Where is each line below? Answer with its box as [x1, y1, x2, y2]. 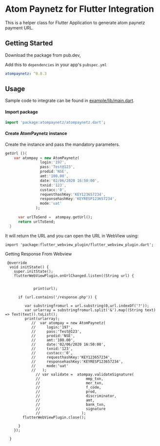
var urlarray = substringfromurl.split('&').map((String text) [24, 308, 156, 313]
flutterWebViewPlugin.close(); [22, 415, 86, 420]
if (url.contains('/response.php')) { [18, 294, 97, 300]
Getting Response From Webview [5, 251, 72, 257]
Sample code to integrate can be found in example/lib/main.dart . [5, 98, 135, 104]
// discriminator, [36, 394, 117, 398]
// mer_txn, [36, 380, 104, 386]
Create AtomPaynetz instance [5, 131, 67, 136]
